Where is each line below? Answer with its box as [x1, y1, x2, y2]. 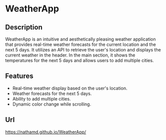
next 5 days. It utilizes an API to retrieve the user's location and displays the [5, 47, 161, 52]
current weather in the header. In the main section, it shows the [5, 52, 135, 58]
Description [5, 23, 42, 31]
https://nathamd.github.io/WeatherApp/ [5, 128, 86, 135]
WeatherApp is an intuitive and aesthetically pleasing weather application [5, 36, 156, 42]
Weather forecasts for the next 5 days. [12, 90, 92, 96]
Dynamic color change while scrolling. [12, 101, 91, 107]
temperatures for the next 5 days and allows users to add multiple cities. [5, 57, 154, 63]
